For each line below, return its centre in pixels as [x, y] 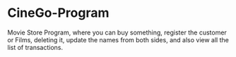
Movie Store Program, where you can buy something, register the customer [117, 32]
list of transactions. [35, 47]
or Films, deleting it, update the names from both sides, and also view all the [118, 39]
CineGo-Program [58, 13]
